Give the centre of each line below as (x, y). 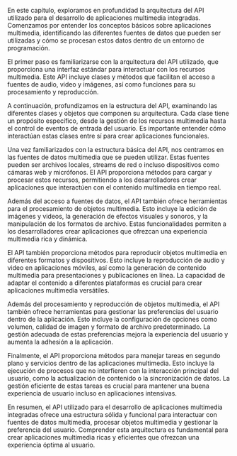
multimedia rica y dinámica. (47, 239)
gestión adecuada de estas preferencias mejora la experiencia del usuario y (118, 334)
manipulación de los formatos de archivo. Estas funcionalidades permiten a (117, 224)
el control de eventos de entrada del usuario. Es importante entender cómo (117, 128)
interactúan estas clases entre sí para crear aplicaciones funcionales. (109, 136)
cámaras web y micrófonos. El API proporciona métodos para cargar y (110, 172)
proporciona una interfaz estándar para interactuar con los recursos (106, 69)
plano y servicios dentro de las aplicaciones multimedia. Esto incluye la (111, 363)
